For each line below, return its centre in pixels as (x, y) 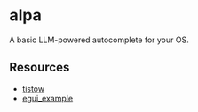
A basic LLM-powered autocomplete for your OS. (99, 40)
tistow (33, 88)
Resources (40, 67)
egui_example (48, 98)
